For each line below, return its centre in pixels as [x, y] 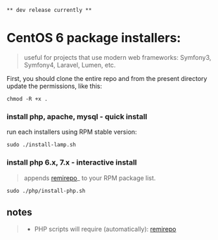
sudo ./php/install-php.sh [46, 191]
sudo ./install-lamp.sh [41, 145]
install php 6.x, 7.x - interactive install [72, 163]
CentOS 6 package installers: [94, 38]
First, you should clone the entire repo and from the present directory [107, 78]
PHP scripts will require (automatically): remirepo [105, 229]
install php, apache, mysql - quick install [77, 116]
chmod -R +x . [27, 99]
